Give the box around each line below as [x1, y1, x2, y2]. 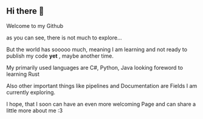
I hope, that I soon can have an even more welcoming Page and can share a [6, 100, 196, 107]
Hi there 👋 [6, 6, 44, 16]
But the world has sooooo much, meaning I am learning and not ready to [6, 46, 187, 53]
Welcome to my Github [6, 22, 64, 29]
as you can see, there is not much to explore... [6, 34, 123, 41]
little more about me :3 [6, 107, 63, 114]
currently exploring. [6, 89, 56, 96]
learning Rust [6, 70, 40, 78]
